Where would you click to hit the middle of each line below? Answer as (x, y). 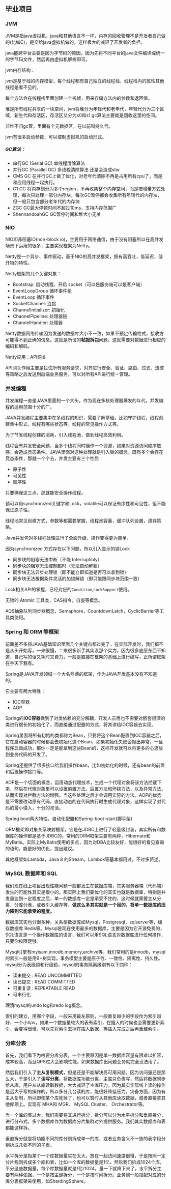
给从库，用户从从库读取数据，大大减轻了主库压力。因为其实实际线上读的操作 (85, 1085)
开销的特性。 (19, 263)
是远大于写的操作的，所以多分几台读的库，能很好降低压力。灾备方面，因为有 (85, 1092)
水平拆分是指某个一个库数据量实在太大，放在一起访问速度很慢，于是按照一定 (85, 1156)
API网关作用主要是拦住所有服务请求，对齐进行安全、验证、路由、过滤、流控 (85, 367)
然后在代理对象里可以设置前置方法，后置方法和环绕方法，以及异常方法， (90, 789)
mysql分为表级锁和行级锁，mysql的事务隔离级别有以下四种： (69, 964)
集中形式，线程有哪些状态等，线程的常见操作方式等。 (65, 424)
